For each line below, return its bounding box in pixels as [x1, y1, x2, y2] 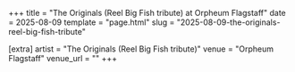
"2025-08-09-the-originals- [176, 17, 281, 28]
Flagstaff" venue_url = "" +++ [8, 53, 118, 63]
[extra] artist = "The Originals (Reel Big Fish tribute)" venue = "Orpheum [8, 44, 274, 54]
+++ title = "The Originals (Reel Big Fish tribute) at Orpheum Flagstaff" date [8, 8, 287, 18]
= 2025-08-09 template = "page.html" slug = [8, 17, 175, 28]
